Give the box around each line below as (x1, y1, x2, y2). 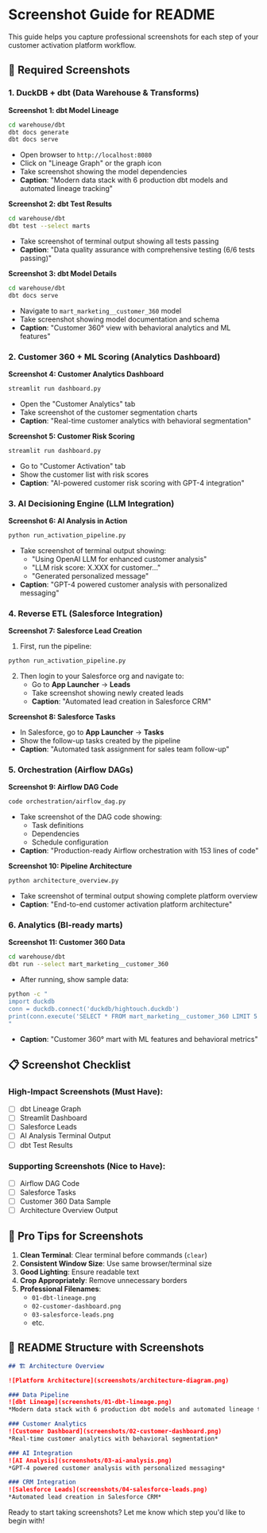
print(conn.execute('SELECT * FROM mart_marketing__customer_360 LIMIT (8, 1012, 250, 1020)
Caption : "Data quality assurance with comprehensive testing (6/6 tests (19, 245, 256, 254)
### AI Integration (8, 1449, 73, 1457)
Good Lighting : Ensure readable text (19, 1267, 140, 1277)
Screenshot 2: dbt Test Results (8, 199, 113, 209)
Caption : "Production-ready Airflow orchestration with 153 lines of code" (19, 846, 259, 856)
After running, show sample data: (19, 975, 130, 985)
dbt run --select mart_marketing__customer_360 (8, 961, 169, 969)
